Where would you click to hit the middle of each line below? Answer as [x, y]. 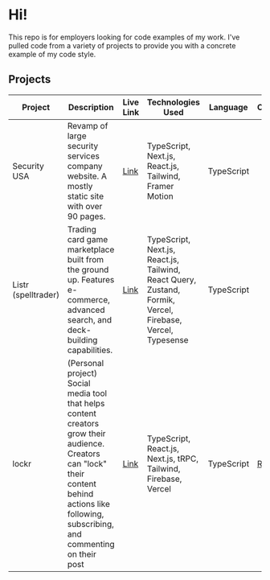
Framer [161, 186]
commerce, [89, 299]
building [82, 339]
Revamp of [88, 125]
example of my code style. [52, 54]
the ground [88, 269]
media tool [87, 393]
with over [85, 206]
